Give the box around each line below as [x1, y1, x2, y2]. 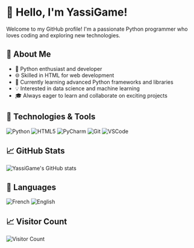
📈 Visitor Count [6, 216, 67, 226]
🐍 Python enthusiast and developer [14, 65, 102, 72]
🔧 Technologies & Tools [6, 111, 96, 122]
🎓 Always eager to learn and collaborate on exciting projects [14, 91, 167, 99]
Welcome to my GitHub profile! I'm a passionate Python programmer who [6, 25, 188, 33]
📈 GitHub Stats [6, 146, 65, 156]
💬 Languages [6, 182, 56, 192]
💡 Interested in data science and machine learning [14, 84, 140, 92]
